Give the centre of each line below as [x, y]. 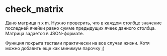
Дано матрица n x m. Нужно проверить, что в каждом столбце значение [83, 23]
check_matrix [34, 9]
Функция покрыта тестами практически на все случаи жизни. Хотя [77, 43]
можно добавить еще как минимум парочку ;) [55, 48]
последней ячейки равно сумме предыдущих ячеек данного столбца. [80, 28]
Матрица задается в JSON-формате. [45, 33]
